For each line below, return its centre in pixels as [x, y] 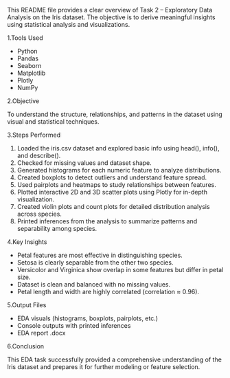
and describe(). [39, 155]
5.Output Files [27, 305]
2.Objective [23, 101]
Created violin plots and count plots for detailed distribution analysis [114, 207]
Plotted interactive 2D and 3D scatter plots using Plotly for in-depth [112, 192]
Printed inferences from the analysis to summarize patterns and [107, 221]
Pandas [28, 58]
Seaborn [29, 66]
